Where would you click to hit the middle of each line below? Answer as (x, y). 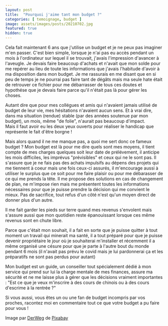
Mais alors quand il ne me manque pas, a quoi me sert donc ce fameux (78, 141)
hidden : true (19, 33)
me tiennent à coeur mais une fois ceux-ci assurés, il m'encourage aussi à (82, 168)
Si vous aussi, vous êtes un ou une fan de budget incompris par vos (75, 297)
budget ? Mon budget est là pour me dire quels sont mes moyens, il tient (80, 147)
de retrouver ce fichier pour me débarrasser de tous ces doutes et (74, 85)
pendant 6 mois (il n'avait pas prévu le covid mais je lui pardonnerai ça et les (84, 252)
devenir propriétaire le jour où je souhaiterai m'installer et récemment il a (80, 241)
